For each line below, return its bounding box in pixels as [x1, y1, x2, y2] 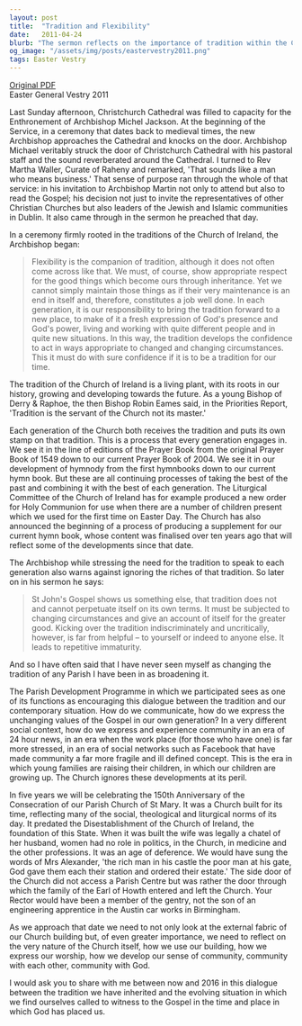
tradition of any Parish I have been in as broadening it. [9, 669, 209, 679]
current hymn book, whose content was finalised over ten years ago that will [9, 530, 292, 541]
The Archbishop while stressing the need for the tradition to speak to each [9, 557, 285, 568]
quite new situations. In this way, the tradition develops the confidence [31, 333, 294, 343]
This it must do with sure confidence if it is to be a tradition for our [31, 352, 277, 363]
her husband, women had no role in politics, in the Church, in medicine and [9, 838, 288, 848]
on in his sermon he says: [9, 577, 104, 587]
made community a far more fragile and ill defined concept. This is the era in [9, 753, 293, 763]
